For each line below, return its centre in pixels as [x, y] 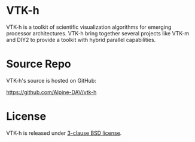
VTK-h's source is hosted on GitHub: [51, 80]
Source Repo [39, 64]
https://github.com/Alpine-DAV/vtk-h [51, 92]
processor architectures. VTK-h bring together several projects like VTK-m [98, 33]
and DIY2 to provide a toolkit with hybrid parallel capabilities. [81, 40]
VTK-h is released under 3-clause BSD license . [64, 133]
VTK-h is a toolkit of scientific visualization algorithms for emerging [89, 27]
